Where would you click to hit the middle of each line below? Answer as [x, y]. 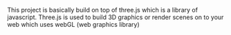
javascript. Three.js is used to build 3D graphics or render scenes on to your [115, 17]
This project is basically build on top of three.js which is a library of [103, 10]
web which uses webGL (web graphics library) [73, 24]
